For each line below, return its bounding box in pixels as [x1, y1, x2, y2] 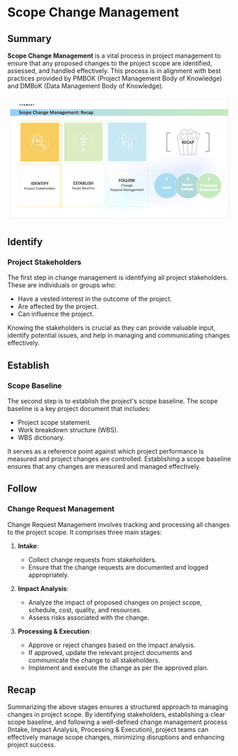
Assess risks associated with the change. [28, 613, 150, 622]
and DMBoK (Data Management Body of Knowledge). [7, 82, 164, 90]
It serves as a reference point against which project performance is [7, 447, 204, 455]
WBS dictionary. [17, 433, 65, 442]
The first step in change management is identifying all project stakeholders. [7, 273, 229, 282]
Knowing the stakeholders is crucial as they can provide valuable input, [7, 324, 216, 332]
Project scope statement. [17, 417, 92, 427]
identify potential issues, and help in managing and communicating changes [7, 331, 230, 340]
